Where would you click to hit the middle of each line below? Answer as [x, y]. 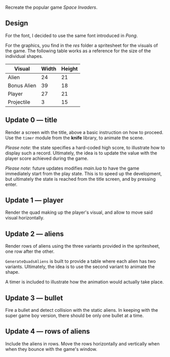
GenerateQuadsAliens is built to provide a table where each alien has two [81, 262]
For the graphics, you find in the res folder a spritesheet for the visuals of [82, 45]
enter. [11, 184]
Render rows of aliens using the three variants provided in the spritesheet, [83, 246]
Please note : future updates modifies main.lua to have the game [72, 168]
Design [17, 23]
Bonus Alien [22, 85]
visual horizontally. [25, 218]
